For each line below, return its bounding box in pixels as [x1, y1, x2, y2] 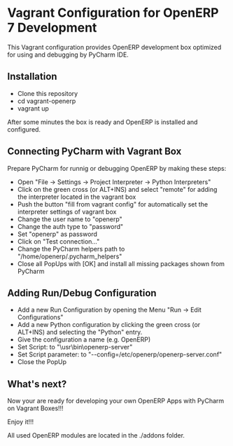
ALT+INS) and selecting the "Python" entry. [17, 328, 143, 337]
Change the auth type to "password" [17, 222, 124, 230]
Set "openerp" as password [17, 230, 98, 238]
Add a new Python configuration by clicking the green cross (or [17, 321, 201, 329]
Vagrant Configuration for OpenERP [7, 5, 219, 21]
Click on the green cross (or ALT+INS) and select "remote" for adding [17, 185, 218, 193]
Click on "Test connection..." [17, 237, 100, 246]
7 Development [7, 20, 97, 36]
